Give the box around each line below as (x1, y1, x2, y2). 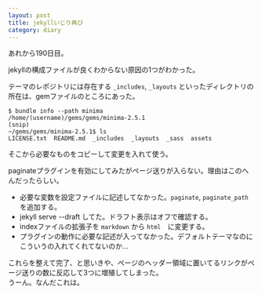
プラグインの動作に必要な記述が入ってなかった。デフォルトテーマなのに (19, 232, 253, 241)
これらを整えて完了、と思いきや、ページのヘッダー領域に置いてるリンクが (8, 258, 249, 267)
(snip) (8, 121, 30, 129)
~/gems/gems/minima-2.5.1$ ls (8, 128, 107, 136)
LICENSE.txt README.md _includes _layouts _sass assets (8, 135, 213, 143)
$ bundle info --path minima (8, 107, 104, 115)
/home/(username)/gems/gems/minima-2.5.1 (8, 114, 146, 122)
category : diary (8, 26, 61, 34)
